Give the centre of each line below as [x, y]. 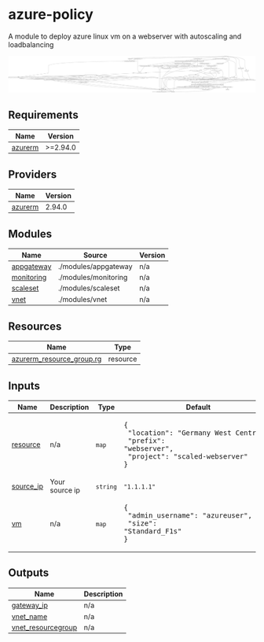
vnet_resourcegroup [44, 627]
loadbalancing [31, 44]
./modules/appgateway [95, 266]
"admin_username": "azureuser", [190, 516]
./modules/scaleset [89, 288]
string [106, 487]
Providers [33, 174]
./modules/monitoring [93, 278]
